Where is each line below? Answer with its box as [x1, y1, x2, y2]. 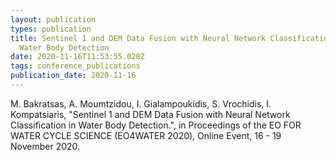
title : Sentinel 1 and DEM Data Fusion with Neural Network [10, 33, 267, 43]
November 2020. [10, 140, 81, 152]
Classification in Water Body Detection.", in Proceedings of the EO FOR [10, 119, 302, 131]
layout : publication [10, 14, 97, 25]
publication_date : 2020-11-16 [10, 71, 137, 81]
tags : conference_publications [10, 61, 141, 71]
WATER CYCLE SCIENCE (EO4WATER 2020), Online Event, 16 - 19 [10, 129, 282, 141]
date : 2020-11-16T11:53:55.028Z [10, 52, 145, 62]
